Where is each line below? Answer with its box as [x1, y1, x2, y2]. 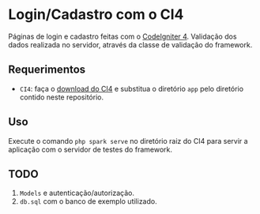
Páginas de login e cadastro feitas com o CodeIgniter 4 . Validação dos [8, 32, 237, 41]
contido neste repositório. [19, 92, 104, 102]
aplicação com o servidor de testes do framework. [8, 145, 172, 154]
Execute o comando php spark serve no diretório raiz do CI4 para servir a [8, 136, 248, 145]
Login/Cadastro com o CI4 [8, 6, 184, 24]
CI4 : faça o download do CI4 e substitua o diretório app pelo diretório [19, 84, 243, 93]
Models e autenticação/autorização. [19, 188, 134, 198]
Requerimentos [8, 63, 86, 77]
